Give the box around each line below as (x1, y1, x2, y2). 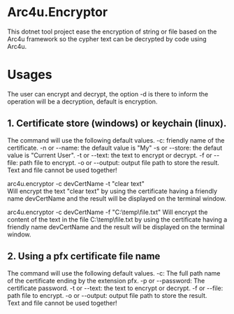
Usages (7, 67, 52, 83)
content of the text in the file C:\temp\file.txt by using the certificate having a (7, 215, 228, 224)
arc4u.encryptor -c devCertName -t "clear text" (7, 179, 145, 187)
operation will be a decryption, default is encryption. (7, 97, 158, 106)
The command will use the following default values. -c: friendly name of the (7, 136, 225, 144)
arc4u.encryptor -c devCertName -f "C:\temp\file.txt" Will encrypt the (7, 208, 208, 216)
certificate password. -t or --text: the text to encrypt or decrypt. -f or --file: (7, 284, 224, 292)
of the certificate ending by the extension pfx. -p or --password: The (7, 276, 205, 285)
